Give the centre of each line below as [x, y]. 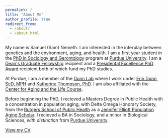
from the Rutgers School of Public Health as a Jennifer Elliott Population [80, 109]
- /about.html [24, 33]
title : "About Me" [24, 15]
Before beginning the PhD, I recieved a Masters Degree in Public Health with [84, 99]
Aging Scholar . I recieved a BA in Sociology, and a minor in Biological [76, 115]
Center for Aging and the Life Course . [44, 89]
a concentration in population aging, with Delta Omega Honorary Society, [81, 104]
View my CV [18, 130]
